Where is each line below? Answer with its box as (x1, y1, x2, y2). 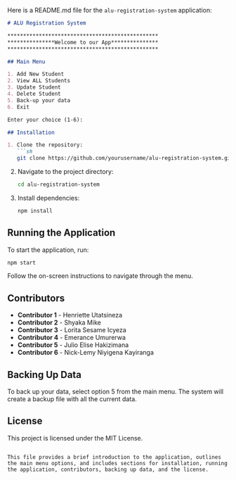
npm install (17, 207, 53, 214)
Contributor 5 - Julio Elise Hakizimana (17, 341, 129, 349)
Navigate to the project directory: (17, 168, 114, 175)
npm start (7, 259, 37, 266)
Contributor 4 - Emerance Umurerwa (17, 334, 126, 342)
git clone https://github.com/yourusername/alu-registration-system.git (16, 155, 234, 162)
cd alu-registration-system (17, 181, 100, 188)
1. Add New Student (7, 70, 65, 78)
